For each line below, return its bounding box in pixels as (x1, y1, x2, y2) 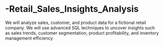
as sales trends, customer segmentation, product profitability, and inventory (5, 30, 159, 36)
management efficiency (5, 35, 53, 41)
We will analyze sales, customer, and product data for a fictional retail (5, 20, 146, 25)
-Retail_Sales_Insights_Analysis (5, 3, 139, 15)
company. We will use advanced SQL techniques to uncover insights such (5, 24, 155, 30)
